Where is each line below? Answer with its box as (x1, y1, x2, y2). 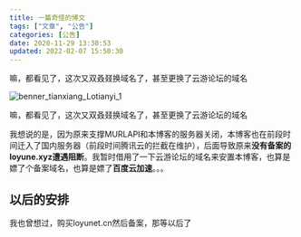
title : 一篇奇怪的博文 (9, 13, 86, 23)
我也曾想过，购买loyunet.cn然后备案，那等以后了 (9, 217, 192, 228)
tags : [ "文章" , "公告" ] (9, 22, 93, 31)
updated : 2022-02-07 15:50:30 (9, 47, 124, 56)
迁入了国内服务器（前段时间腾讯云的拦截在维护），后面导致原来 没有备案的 (16, 140, 292, 151)
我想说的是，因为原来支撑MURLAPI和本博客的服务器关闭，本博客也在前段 (9, 128, 284, 140)
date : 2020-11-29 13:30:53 (9, 38, 112, 48)
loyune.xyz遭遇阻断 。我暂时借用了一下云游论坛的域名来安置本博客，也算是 (9, 151, 291, 163)
